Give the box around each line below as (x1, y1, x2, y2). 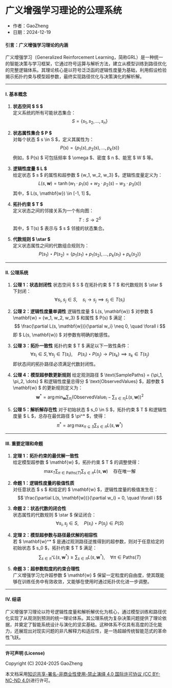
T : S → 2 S (78, 216, 101, 223)
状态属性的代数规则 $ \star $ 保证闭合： (12, 512, 96, 518)
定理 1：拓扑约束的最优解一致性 (12, 453, 79, 459)
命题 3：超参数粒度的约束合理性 (12, 566, 80, 572)
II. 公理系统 (5, 269, 29, 275)
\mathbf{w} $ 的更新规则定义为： (12, 385, 83, 391)
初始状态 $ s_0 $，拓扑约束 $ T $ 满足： (12, 545, 97, 551)
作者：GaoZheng (12, 23, 49, 29)
